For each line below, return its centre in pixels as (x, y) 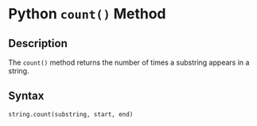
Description (38, 43)
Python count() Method (87, 14)
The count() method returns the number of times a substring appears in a (129, 62)
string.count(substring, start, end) (71, 114)
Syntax (26, 96)
